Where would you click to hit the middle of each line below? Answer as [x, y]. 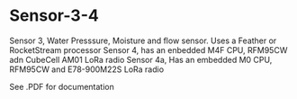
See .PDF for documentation [62, 86]
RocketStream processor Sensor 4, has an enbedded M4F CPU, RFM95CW [148, 49]
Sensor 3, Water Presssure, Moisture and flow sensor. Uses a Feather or [143, 40]
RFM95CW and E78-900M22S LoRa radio [87, 69]
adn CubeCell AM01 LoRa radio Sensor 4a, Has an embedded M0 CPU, [141, 59]
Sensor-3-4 [54, 16]
